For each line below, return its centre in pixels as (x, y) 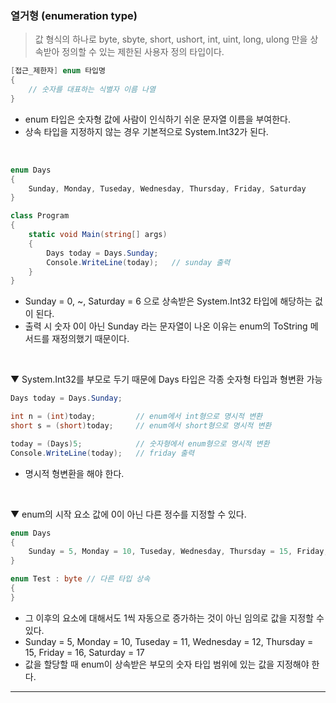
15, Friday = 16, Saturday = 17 (84, 652)
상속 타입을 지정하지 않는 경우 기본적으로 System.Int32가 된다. (146, 131)
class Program (40, 216)
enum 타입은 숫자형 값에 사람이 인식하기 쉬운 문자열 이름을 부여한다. (158, 119)
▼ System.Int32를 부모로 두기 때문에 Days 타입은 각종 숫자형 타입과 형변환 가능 (166, 379)
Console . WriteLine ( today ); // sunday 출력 (138, 262)
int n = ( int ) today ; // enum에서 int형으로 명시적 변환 (136, 417)
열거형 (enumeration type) (74, 15)
